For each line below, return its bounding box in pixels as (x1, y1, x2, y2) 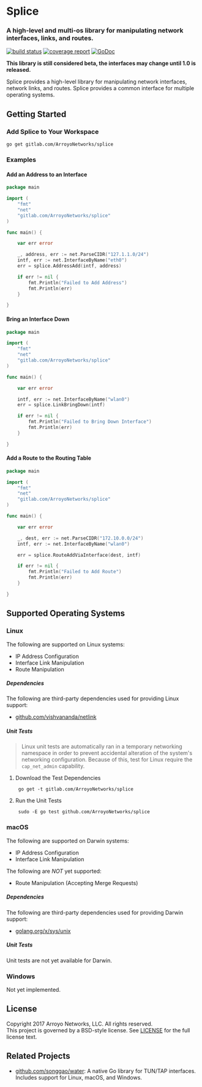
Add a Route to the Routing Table (6, 454, 92, 462)
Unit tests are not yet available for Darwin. (6, 956, 112, 964)
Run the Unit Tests (15, 797, 62, 805)
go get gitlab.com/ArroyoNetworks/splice (6, 141, 114, 148)
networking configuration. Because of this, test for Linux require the (21, 756, 193, 764)
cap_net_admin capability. (21, 762, 85, 770)
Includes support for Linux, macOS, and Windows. (15, 1073, 143, 1081)
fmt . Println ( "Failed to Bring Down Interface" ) (28, 419, 152, 425)
